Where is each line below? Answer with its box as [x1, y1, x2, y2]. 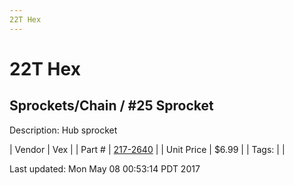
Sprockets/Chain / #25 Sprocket [9, 97, 214, 115]
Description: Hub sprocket [9, 124, 118, 136]
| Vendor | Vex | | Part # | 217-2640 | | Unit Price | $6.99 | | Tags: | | [9, 143, 286, 155]
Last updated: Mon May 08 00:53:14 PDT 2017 [9, 162, 201, 175]
